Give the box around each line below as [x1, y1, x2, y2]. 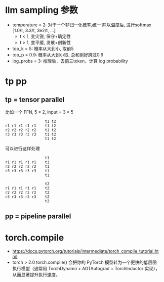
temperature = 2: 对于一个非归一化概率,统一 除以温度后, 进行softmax [12, 22, 152, 28]
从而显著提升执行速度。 [12, 272, 60, 278]
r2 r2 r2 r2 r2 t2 [5, 190, 50, 195]
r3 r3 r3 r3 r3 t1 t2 [5, 132, 56, 137]
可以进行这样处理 [5, 145, 40, 151]
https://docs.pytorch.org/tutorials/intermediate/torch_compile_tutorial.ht [12, 248, 159, 254]
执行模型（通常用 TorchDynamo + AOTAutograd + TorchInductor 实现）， [12, 266, 160, 272]
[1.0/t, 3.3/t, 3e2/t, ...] [12, 27, 56, 33]
